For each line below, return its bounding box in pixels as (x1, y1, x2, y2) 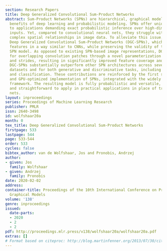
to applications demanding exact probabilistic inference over (9, 26, 143, 31)
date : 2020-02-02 (5, 178, 41, 183)
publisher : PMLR (5, 104, 39, 109)
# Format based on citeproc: (5, 238, 66, 244)
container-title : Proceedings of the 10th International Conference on (5, 187, 157, 192)
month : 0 (5, 118, 23, 123)
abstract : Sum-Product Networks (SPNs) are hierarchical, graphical (5, 16, 150, 21)
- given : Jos (5, 160, 32, 165)
